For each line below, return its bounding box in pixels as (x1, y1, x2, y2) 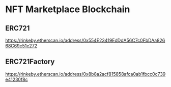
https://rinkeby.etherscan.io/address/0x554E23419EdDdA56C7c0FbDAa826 (5, 37, 165, 43)
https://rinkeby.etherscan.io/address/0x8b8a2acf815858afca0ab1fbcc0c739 (5, 71, 166, 77)
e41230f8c (5, 76, 28, 82)
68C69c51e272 (5, 43, 38, 49)
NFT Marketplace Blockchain (5, 4, 130, 15)
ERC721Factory (5, 57, 55, 66)
